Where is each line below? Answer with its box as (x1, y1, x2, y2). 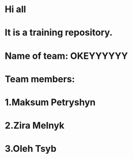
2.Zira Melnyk (5, 120, 64, 132)
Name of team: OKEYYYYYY (5, 50, 128, 61)
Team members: (5, 73, 75, 85)
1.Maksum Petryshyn (5, 97, 96, 108)
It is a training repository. (5, 27, 113, 39)
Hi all (5, 4, 26, 15)
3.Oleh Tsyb (5, 143, 57, 154)
